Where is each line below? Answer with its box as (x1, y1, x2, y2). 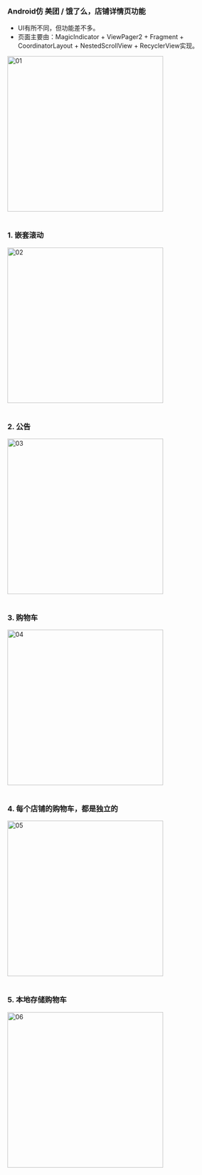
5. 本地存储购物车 (7, 995, 68, 1005)
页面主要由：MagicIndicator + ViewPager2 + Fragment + (17, 33, 184, 41)
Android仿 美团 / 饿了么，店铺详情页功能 (7, 6, 146, 16)
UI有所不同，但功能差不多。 (17, 23, 100, 33)
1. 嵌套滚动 (7, 230, 44, 240)
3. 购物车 (7, 613, 38, 623)
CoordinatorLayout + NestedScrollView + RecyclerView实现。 (17, 41, 199, 50)
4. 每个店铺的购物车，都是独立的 (7, 804, 119, 814)
